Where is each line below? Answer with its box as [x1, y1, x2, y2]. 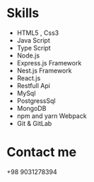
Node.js [16, 51, 40, 60]
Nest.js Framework [16, 66, 72, 75]
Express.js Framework [16, 58, 82, 67]
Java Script [16, 36, 50, 44]
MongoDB [16, 104, 47, 112]
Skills [6, 5, 40, 21]
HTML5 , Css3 [16, 28, 59, 37]
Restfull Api [16, 81, 51, 90]
